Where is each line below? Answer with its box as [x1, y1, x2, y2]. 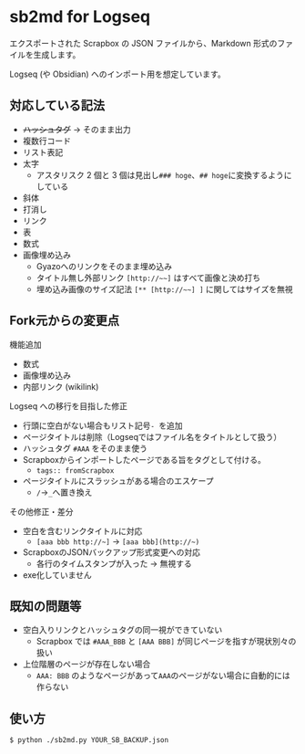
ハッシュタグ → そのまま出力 [22, 123, 132, 134]
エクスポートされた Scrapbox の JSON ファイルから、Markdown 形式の [9, 37, 278, 48]
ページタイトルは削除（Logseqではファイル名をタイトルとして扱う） [22, 431, 282, 442]
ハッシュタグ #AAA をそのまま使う [22, 443, 148, 454]
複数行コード [22, 135, 71, 146]
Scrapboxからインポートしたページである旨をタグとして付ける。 [22, 454, 266, 465]
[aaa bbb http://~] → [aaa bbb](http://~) [36, 536, 200, 547]
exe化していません [22, 569, 93, 581]
